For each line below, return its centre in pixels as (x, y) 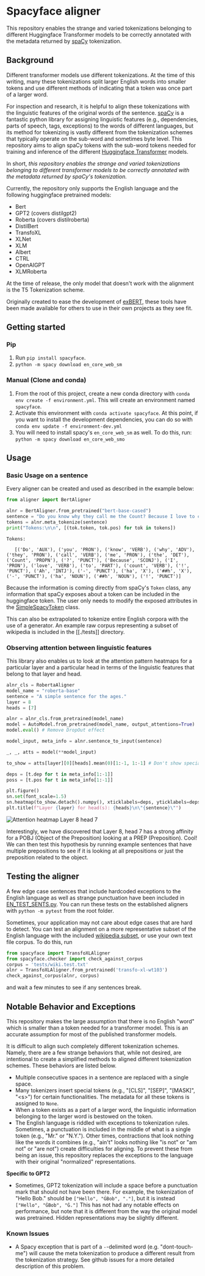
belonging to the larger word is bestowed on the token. (84, 1116)
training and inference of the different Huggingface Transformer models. (97, 151)
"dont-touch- (177, 1247)
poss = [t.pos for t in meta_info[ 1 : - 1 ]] (60, 780)
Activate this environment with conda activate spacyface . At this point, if (106, 413)
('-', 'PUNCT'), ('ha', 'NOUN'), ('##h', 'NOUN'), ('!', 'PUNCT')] (94, 576)
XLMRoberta (31, 271)
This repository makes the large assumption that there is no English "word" (100, 1021)
